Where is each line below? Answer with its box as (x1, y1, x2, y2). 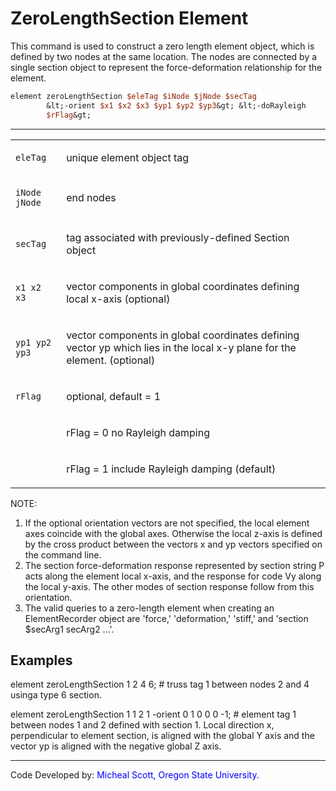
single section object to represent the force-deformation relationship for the (10, 61, 323, 73)
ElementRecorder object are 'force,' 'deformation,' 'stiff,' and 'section (24, 612, 309, 624)
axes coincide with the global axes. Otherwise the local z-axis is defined (24, 527, 323, 539)
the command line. (24, 548, 102, 561)
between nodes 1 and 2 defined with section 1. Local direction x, (10, 719, 275, 731)
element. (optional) (66, 353, 156, 367)
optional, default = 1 (66, 389, 162, 403)
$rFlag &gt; (46, 110, 92, 120)
